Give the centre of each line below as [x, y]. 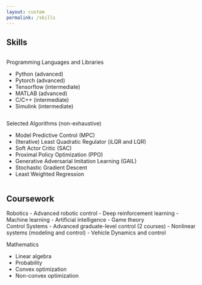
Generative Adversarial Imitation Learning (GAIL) [76, 161]
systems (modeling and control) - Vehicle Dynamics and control [86, 233]
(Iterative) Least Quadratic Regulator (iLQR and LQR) [81, 142]
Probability [29, 263]
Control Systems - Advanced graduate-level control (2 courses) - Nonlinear [101, 227]
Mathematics [23, 245]
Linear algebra [33, 256]
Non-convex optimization [47, 276]
